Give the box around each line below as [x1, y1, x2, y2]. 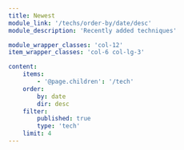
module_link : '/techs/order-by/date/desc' [8, 19, 152, 27]
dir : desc [37, 100, 70, 108]
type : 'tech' [37, 122, 81, 130]
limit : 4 [22, 129, 52, 138]
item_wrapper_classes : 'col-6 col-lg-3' [8, 49, 146, 57]
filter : [22, 107, 48, 116]
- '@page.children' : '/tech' [37, 77, 134, 85]
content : [8, 63, 38, 71]
